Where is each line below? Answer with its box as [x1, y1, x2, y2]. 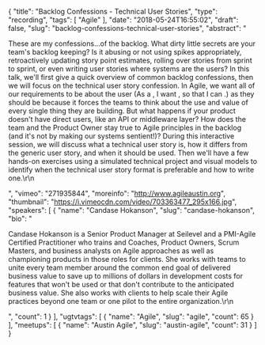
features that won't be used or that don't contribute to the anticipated [8, 280, 235, 289]
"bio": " [8, 214, 32, 223]
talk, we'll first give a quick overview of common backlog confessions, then [8, 73, 254, 82]
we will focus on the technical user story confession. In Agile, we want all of [8, 81, 256, 90]
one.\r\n [8, 173, 35, 183]
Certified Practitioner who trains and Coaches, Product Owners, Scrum [8, 237, 240, 247]
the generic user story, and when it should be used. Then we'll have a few [8, 148, 249, 157]
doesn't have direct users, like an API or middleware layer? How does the [8, 115, 247, 123]
